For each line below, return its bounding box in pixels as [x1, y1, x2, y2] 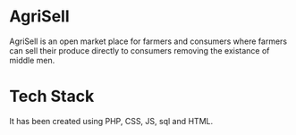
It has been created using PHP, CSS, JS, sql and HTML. [9, 115, 213, 126]
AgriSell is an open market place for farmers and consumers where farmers [9, 36, 288, 46]
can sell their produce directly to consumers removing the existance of [9, 45, 270, 55]
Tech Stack [9, 87, 95, 106]
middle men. [9, 55, 55, 65]
